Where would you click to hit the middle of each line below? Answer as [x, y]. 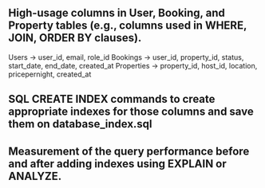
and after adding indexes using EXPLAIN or [118, 164]
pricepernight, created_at [50, 74]
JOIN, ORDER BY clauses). [75, 38]
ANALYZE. [35, 176]
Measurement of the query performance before [129, 151]
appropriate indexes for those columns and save [131, 112]
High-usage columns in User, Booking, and [117, 13]
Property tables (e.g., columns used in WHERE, [128, 26]
